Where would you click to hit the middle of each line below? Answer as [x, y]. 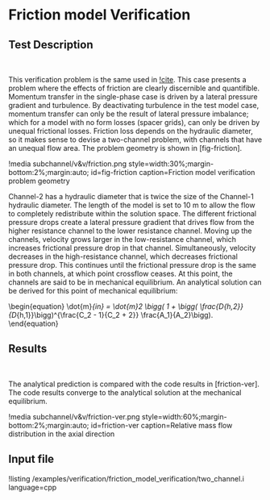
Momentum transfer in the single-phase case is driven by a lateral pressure [133, 97]
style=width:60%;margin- [184, 416]
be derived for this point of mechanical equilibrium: [93, 291]
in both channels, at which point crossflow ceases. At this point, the [120, 273]
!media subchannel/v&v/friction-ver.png [74, 416]
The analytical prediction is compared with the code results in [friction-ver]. [134, 384]
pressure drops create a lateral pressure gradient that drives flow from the [131, 222]
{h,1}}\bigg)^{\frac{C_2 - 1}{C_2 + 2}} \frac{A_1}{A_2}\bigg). [115, 315]
